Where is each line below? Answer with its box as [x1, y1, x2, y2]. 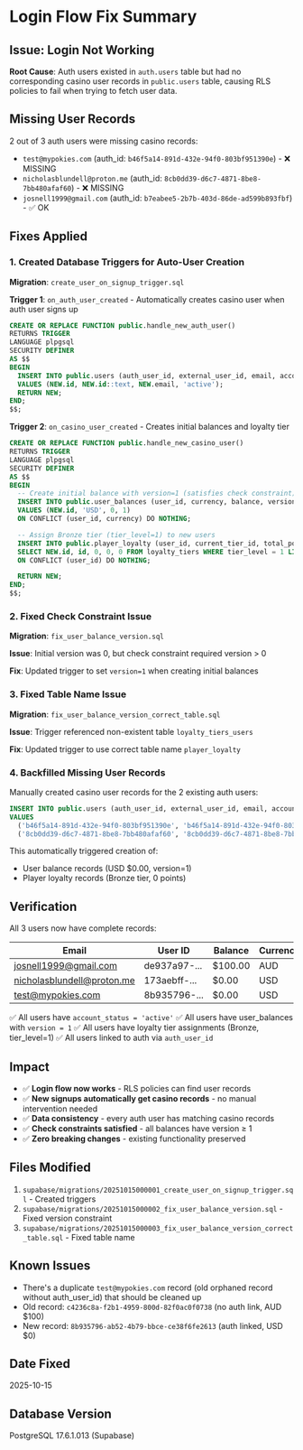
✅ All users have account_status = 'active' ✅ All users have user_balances [9, 1012, 293, 1023]
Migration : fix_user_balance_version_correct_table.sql [9, 709, 221, 720]
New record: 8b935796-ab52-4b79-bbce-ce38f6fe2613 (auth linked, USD [22, 1320, 284, 1331]
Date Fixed [9, 1356, 70, 1371]
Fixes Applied [9, 228, 88, 245]
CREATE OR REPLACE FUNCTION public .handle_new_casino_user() [9, 439, 244, 448]
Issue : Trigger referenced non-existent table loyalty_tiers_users [9, 726, 254, 737]
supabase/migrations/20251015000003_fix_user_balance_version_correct [22, 1223, 294, 1233]
